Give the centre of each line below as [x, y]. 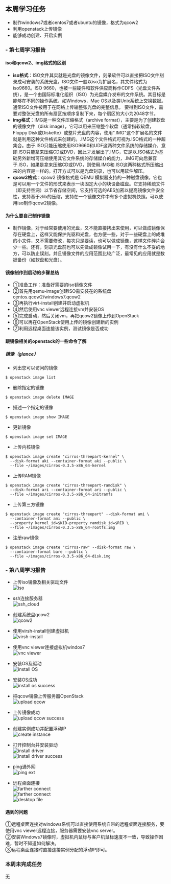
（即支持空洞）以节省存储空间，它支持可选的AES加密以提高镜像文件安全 [89, 190]
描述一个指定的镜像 [33, 407]
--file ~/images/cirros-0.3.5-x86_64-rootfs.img [63, 527]
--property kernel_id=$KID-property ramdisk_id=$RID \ [69, 523]
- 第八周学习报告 [26, 570]
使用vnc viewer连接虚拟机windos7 [49, 647]
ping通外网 [24, 767]
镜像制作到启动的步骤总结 [32, 272]
